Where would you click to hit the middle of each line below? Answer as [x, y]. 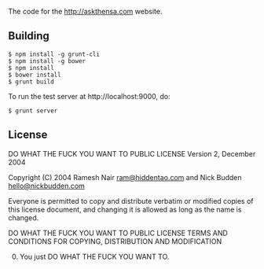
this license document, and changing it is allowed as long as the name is [125, 209]
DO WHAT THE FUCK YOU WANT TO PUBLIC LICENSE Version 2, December [132, 153]
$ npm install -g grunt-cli [54, 54]
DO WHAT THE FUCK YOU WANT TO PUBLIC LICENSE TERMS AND [118, 233]
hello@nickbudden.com [46, 186]
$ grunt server [33, 111]
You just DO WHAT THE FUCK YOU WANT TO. [94, 256]
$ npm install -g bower [47, 61]
